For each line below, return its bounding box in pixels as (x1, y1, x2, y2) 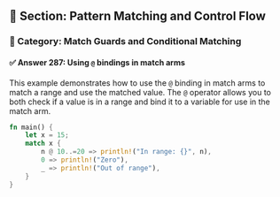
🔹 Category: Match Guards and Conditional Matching (9, 35, 242, 48)
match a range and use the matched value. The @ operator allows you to (9, 87, 272, 97)
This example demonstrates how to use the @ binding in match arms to (9, 77, 266, 88)
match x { (25, 139, 62, 148)
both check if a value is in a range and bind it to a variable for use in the (9, 96, 270, 107)
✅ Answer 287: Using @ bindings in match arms (9, 57, 186, 67)
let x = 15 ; (25, 131, 69, 140)
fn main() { (9, 123, 53, 132)
